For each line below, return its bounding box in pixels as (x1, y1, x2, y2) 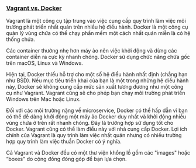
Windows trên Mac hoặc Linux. (6, 96, 81, 103)
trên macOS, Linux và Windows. (6, 60, 83, 66)
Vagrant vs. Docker (6, 4, 62, 12)
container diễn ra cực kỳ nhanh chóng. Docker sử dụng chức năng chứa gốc (6, 54, 190, 61)
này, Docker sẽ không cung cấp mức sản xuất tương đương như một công (6, 83, 184, 90)
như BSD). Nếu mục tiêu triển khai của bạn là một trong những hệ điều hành (6, 77, 189, 84)
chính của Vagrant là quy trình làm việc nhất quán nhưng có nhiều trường (6, 132, 182, 139)
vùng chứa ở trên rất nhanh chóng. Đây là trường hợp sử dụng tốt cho (6, 120, 174, 127)
